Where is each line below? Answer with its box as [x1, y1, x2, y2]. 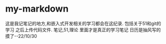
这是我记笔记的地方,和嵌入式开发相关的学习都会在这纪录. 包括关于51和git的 [5, 20, 161, 26]
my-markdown [5, 3, 69, 15]
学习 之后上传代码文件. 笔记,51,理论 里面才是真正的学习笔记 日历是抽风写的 [5, 26, 161, 33]
